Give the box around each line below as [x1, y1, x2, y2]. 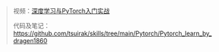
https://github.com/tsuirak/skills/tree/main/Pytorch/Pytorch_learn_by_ [12, 29, 212, 37]
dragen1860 [12, 37, 48, 44]
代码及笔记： [12, 21, 50, 30]
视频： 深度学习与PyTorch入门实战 [12, 7, 110, 15]
